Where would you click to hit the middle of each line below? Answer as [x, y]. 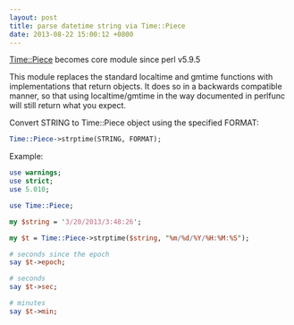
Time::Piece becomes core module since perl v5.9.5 [105, 60]
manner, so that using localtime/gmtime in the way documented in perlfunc [147, 96]
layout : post [34, 17]
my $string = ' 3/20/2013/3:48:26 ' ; [76, 222]
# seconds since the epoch [59, 254]
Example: [26, 157]
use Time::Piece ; [42, 205]
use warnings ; [36, 173]
